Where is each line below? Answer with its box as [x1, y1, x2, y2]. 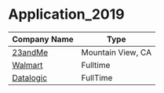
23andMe [12, 47, 49, 58]
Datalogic [12, 72, 48, 83]
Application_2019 [8, 5, 125, 23]
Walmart [12, 59, 43, 70]
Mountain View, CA [81, 47, 151, 58]
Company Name [12, 34, 75, 45]
